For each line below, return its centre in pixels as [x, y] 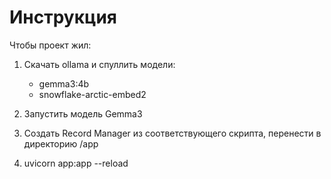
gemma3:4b [64, 83]
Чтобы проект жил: [50, 45]
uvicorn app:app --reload [76, 163]
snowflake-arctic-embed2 [92, 94]
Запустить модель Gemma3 [83, 113]
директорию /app [61, 143]
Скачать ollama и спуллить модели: [99, 64]
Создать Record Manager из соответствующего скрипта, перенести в [172, 133]
